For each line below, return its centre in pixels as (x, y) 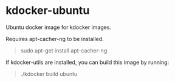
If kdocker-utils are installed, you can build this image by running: (87, 62)
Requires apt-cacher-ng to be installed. (55, 39)
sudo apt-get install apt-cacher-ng (64, 50)
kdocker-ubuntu (48, 11)
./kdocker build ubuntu (49, 74)
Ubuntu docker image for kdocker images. (59, 27)
